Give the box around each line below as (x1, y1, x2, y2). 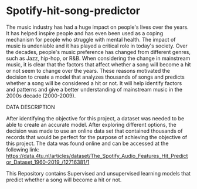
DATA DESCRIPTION (6, 103, 56, 110)
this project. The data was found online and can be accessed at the (6, 140, 169, 147)
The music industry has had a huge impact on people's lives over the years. (6, 23, 189, 31)
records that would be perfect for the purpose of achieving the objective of (6, 133, 188, 140)
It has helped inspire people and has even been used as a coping (6, 29, 163, 36)
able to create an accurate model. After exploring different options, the (6, 121, 177, 128)
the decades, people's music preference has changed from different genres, (6, 48, 191, 55)
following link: (6, 146, 40, 153)
